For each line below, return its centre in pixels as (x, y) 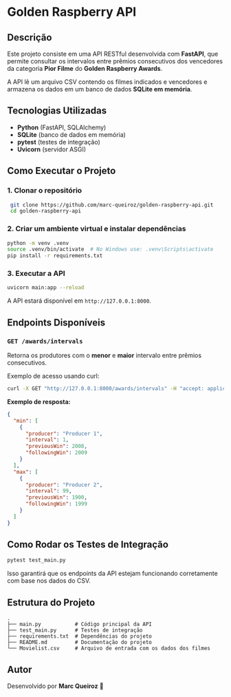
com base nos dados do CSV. (49, 581)
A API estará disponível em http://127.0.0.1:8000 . (79, 301)
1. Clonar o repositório (45, 191)
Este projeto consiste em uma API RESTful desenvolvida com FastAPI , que (113, 54)
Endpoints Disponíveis (56, 322)
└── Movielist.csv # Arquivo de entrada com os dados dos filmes (109, 648)
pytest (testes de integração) (59, 142)
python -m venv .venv (38, 243)
